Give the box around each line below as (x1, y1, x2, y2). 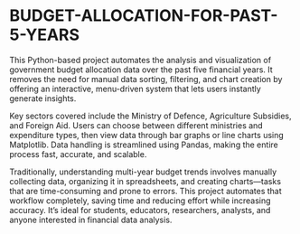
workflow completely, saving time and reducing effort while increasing (9, 195, 271, 206)
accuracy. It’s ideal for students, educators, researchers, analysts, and (9, 204, 271, 215)
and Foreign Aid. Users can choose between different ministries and (9, 119, 264, 131)
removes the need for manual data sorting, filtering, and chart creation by (9, 73, 283, 84)
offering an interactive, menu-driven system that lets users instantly (9, 83, 262, 94)
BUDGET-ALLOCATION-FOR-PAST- (9, 5, 278, 26)
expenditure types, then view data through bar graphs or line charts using (9, 129, 285, 140)
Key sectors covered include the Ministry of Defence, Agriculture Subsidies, (9, 110, 292, 121)
